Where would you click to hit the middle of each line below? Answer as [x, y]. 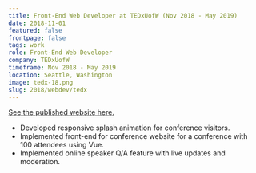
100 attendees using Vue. [62, 145]
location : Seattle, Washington [60, 75]
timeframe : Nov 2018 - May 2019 [62, 68]
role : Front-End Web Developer [60, 53]
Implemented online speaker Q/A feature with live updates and [122, 153]
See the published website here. [61, 112]
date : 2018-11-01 [37, 23]
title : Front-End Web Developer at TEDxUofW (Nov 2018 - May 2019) [123, 16]
